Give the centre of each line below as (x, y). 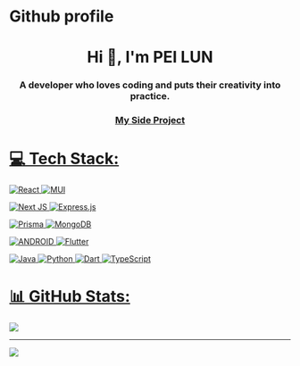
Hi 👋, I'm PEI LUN (150, 58)
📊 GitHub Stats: (70, 297)
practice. (150, 96)
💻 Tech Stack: (64, 159)
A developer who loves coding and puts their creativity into (150, 85)
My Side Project (150, 121)
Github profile (62, 17)
